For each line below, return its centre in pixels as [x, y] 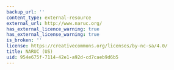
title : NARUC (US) [30, 52]
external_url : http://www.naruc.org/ [54, 23]
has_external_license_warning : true [53, 35]
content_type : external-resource [49, 18]
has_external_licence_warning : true [53, 29]
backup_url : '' [26, 12]
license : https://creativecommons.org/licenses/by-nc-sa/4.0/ [87, 46]
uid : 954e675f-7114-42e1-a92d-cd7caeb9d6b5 [63, 57]
